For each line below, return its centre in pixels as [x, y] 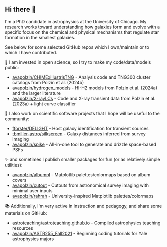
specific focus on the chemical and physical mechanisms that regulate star [82, 32]
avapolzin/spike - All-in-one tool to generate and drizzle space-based [84, 144]
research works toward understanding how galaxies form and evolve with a [83, 27]
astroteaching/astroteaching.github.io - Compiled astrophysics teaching [86, 223]
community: [17, 119]
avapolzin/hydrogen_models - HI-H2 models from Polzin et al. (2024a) [85, 88]
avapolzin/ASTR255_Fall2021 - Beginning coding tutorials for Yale [80, 233]
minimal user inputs [32, 190]
